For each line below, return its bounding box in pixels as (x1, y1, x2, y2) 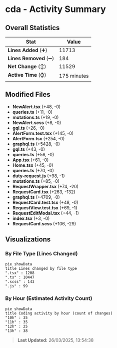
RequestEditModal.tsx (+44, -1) (12, 210, 79, 216)
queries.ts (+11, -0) (12, 109, 53, 115)
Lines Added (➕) (7, 47, 47, 54)
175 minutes (58, 72, 89, 79)
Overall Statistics (5, 24, 60, 32)
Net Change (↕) (7, 63, 46, 70)
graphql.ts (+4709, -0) (12, 194, 60, 200)
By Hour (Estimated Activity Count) (5, 295, 92, 302)
